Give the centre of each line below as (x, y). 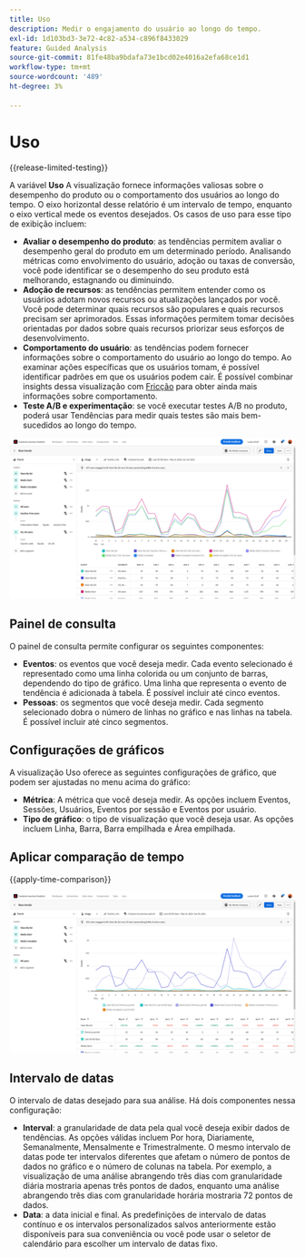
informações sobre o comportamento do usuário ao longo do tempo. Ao (157, 357)
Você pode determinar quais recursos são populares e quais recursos (153, 308)
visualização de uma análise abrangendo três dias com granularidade (152, 1176)
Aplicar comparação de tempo (97, 857)
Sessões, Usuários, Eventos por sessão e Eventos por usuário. (139, 809)
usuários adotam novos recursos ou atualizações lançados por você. (151, 299)
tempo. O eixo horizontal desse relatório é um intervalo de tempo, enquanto (151, 204)
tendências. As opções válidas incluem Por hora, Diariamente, (138, 1137)
